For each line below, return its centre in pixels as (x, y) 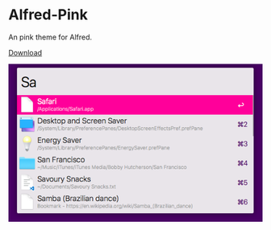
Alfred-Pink (48, 15)
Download (25, 52)
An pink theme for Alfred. (50, 37)
